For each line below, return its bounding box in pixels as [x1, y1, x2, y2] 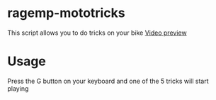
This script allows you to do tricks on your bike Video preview [7, 28, 187, 37]
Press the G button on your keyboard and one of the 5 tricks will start [7, 77, 209, 85]
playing [7, 84, 29, 93]
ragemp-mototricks [7, 5, 125, 21]
